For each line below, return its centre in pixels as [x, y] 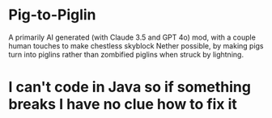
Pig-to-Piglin [52, 15]
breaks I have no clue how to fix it [123, 105]
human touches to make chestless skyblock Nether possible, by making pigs [136, 45]
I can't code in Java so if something [130, 87]
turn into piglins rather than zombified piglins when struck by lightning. [126, 54]
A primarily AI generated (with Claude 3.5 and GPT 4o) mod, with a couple [132, 37]
